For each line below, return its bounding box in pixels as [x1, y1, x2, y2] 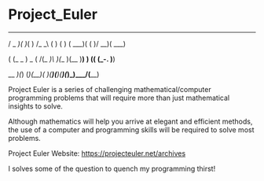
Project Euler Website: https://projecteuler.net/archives [8, 148, 186, 158]
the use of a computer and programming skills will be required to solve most [8, 124, 255, 135]
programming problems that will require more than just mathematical [8, 93, 230, 102]
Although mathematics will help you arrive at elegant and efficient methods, [8, 116, 253, 126]
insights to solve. [8, 101, 63, 111]
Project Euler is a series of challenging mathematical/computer [8, 84, 211, 94]
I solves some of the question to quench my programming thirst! [8, 164, 216, 173]
